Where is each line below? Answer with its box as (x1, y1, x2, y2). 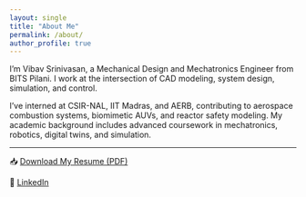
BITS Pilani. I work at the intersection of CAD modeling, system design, (9, 74, 275, 84)
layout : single (9, 13, 67, 23)
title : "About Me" (9, 22, 79, 31)
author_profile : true (9, 38, 92, 48)
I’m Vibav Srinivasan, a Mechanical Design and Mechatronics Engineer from (9, 64, 294, 74)
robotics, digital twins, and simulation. (9, 129, 152, 141)
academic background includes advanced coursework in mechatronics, (9, 120, 278, 131)
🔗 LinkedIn (9, 177, 49, 188)
